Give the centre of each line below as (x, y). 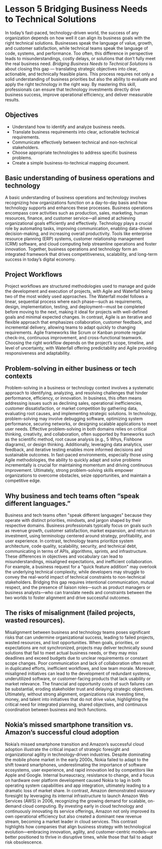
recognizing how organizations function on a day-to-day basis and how (76, 202)
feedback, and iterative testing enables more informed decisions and (74, 449)
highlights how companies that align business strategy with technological (78, 827)
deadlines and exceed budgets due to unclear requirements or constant (76, 658)
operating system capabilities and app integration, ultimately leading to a (77, 785)
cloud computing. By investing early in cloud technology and (83, 806)
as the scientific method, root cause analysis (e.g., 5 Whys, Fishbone (74, 439)
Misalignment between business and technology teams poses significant (78, 632)
